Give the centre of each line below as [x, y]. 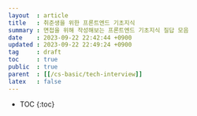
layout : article [38, 15]
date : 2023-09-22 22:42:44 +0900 [70, 37]
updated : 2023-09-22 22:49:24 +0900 [70, 45]
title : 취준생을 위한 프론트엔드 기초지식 [72, 23]
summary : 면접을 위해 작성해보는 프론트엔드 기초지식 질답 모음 [98, 30]
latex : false [35, 81]
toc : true [33, 60]
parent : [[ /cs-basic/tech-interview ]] [76, 74]
